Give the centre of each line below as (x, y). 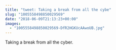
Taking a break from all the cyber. (39, 42)
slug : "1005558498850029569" (35, 14)
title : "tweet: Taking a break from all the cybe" (58, 10)
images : (13, 24)
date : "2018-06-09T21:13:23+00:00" (42, 19)
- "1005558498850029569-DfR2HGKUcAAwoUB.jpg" (57, 28)
